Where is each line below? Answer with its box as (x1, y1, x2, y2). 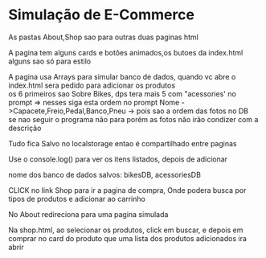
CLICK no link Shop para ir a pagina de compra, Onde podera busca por (8, 185, 247, 195)
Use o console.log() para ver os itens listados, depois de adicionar (8, 154, 227, 164)
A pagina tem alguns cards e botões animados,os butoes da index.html (8, 47, 243, 57)
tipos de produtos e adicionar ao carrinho (8, 194, 146, 203)
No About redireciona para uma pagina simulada (8, 209, 169, 219)
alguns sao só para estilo (8, 56, 91, 66)
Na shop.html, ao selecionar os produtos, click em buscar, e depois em (8, 225, 243, 235)
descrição (8, 123, 42, 133)
